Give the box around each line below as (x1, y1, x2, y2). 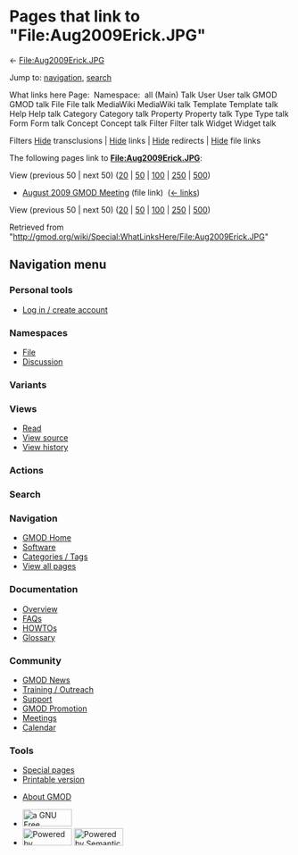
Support (21, 693, 53, 704)
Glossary (21, 632, 56, 642)
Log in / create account (21, 304, 109, 314)
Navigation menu (9, 257, 107, 272)
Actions (9, 465, 45, 477)
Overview (21, 603, 58, 614)
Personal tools (9, 284, 73, 297)
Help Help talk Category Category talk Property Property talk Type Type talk (9, 108, 289, 119)
